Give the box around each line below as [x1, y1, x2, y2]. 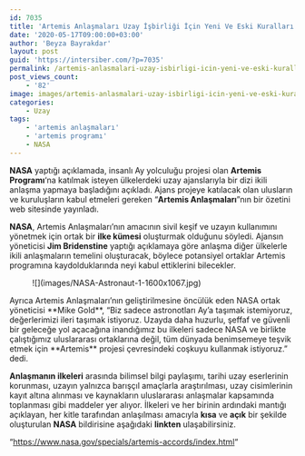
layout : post [9, 47, 59, 56]
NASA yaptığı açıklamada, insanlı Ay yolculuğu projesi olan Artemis [9, 164, 261, 175]
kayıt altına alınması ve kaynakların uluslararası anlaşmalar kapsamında [9, 390, 275, 401]
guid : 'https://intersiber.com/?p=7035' [9, 55, 165, 64]
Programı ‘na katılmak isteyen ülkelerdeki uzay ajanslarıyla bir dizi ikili [9, 174, 268, 185]
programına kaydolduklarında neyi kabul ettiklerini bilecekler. [9, 260, 236, 271]
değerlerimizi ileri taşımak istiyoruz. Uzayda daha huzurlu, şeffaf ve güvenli [9, 314, 290, 325]
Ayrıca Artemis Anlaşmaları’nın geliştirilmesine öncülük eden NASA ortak [9, 294, 280, 305]
